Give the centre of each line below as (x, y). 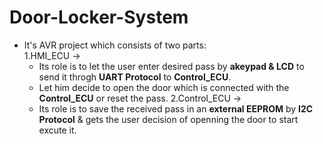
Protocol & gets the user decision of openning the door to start (168, 119)
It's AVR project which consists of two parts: (115, 45)
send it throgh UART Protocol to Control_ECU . (135, 77)
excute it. (57, 130)
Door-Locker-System (99, 17)
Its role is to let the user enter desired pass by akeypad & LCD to (171, 66)
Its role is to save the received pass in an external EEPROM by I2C (176, 108)
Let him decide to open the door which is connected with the (164, 87)
